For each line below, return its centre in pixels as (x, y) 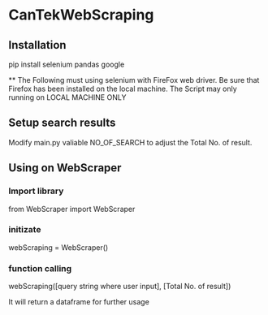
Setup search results (62, 123)
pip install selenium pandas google (67, 64)
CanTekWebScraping (81, 15)
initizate (25, 230)
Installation (37, 45)
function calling (40, 268)
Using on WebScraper (65, 168)
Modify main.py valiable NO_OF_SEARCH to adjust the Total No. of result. (130, 142)
